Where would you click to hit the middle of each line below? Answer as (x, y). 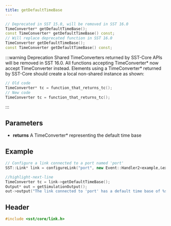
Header (17, 207)
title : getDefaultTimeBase (34, 10)
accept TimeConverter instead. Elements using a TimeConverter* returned (83, 68)
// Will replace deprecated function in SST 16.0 (59, 38)
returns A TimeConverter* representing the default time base (77, 135)
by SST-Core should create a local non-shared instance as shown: (75, 73)
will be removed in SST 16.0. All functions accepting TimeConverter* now (82, 63)
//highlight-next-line (29, 177)
